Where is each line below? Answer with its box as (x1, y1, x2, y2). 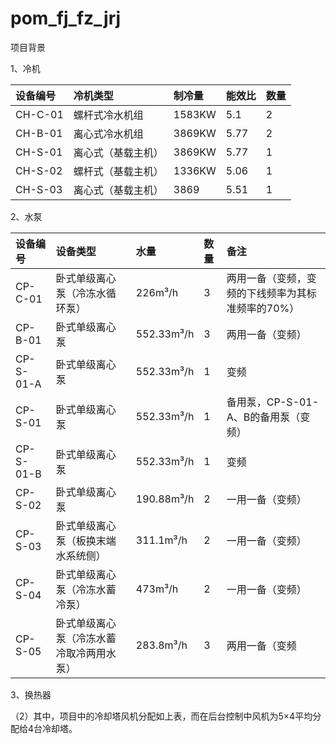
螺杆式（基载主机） (73, 164, 164, 178)
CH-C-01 (15, 107, 64, 121)
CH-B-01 (15, 126, 63, 140)
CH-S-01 (15, 145, 63, 159)
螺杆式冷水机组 (73, 108, 144, 122)
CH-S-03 (15, 182, 63, 196)
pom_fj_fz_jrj (10, 7, 122, 30)
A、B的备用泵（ (226, 410, 301, 424)
